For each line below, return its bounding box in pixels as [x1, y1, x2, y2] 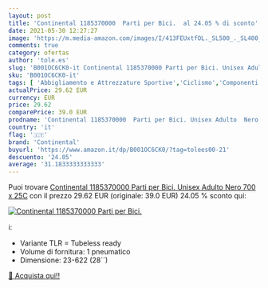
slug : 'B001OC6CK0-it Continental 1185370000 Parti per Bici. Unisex [8, 64, 245, 72]
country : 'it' [8, 123, 56, 131]
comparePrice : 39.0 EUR [8, 109, 88, 117]
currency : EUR [8, 94, 56, 102]
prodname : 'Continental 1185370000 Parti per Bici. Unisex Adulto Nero [8, 116, 259, 124]
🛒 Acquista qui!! [8, 271, 61, 281]
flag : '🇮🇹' [8, 130, 48, 138]
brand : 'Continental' [8, 138, 81, 146]
